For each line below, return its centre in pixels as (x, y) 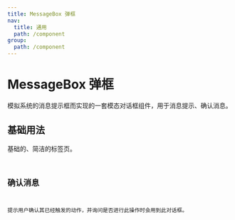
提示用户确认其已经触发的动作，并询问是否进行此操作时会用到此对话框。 (98, 211)
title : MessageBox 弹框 (42, 14)
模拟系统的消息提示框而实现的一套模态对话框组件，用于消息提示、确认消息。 (120, 105)
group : (17, 41)
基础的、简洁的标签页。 (42, 148)
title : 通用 (31, 27)
